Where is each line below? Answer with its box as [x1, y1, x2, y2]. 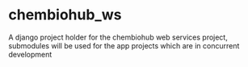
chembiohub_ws [8, 6, 122, 24]
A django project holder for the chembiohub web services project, [8, 32, 228, 42]
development [8, 49, 53, 59]
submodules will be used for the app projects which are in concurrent [8, 40, 240, 50]
